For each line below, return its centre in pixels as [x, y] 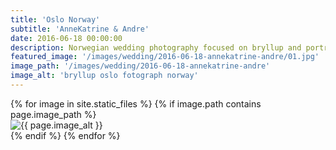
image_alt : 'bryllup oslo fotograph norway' [104, 76]
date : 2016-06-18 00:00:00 [66, 38]
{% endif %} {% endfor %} [65, 135]
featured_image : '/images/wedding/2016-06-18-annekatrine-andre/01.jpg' [165, 57]
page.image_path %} [53, 114]
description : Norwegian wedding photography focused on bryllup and [156, 47]
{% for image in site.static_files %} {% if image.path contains [136, 103]
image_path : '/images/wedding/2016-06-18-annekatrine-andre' [140, 66]
